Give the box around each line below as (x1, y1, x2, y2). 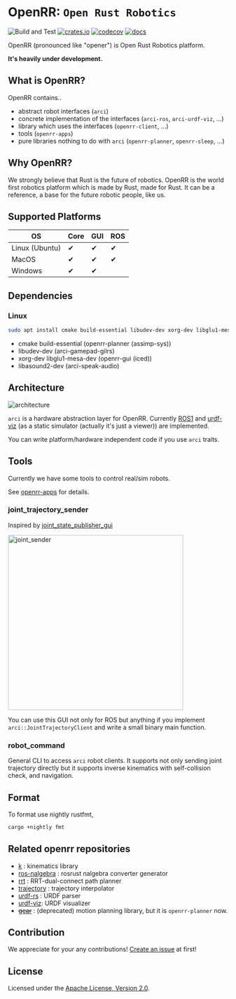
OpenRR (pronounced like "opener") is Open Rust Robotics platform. (8, 41, 205, 49)
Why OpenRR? (8, 157, 73, 169)
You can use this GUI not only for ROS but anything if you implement (8, 715, 205, 724)
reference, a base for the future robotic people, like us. (8, 190, 166, 199)
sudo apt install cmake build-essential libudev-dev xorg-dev (8, 327, 193, 334)
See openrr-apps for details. (8, 487, 90, 496)
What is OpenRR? (8, 75, 86, 87)
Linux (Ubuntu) (11, 243, 62, 253)
